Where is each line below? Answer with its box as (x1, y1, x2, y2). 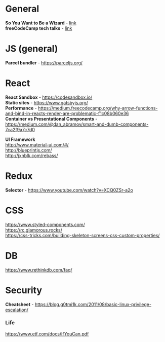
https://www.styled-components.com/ (5, 221, 85, 227)
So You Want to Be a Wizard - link (5, 20, 77, 26)
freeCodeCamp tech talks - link (5, 25, 72, 31)
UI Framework (5, 136, 35, 142)
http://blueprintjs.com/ (5, 147, 52, 153)
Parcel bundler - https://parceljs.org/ (5, 59, 82, 66)
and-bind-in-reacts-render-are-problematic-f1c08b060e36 (5, 110, 129, 117)
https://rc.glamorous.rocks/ (5, 226, 62, 233)
